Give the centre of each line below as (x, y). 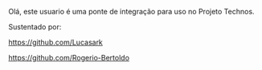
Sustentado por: (35, 27)
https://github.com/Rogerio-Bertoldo (69, 58)
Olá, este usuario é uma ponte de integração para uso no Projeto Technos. (131, 12)
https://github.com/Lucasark (55, 42)
